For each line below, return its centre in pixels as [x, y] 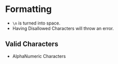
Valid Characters [32, 44]
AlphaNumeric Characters [39, 56]
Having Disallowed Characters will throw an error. [63, 28]
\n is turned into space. [36, 23]
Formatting [29, 9]
